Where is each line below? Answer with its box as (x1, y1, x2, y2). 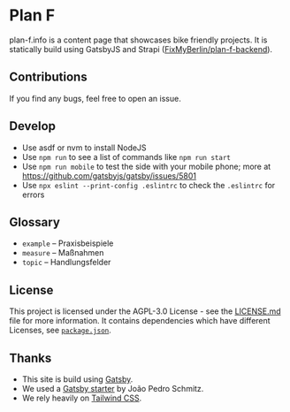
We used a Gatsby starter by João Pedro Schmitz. (21, 384, 204, 393)
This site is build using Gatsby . (21, 374, 134, 385)
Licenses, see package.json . (9, 324, 112, 336)
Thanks (9, 350, 52, 365)
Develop (9, 118, 56, 134)
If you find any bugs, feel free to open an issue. (9, 93, 181, 103)
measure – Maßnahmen (21, 248, 104, 258)
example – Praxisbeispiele (21, 238, 114, 248)
